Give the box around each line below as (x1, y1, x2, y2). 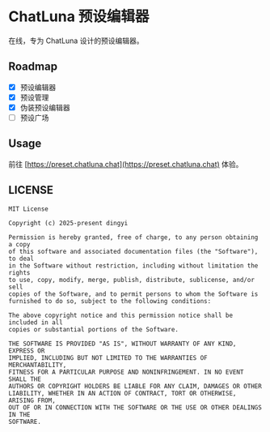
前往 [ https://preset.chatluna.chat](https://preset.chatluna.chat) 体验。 (8, 159, 243, 169)
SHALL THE (8, 374, 42, 383)
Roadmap (8, 60, 58, 74)
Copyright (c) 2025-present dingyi (8, 219, 129, 227)
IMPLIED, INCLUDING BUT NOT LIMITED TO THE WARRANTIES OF (8, 353, 208, 361)
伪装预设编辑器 (19, 102, 70, 112)
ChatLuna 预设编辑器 (8, 7, 150, 26)
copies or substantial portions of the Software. (8, 325, 179, 333)
